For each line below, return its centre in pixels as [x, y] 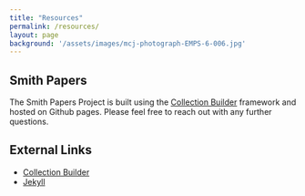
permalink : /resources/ [55, 26]
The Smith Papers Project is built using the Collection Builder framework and [153, 102]
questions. [29, 122]
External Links [51, 150]
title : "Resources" [46, 18]
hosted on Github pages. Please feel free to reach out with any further [141, 112]
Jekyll [34, 181]
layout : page [34, 35]
